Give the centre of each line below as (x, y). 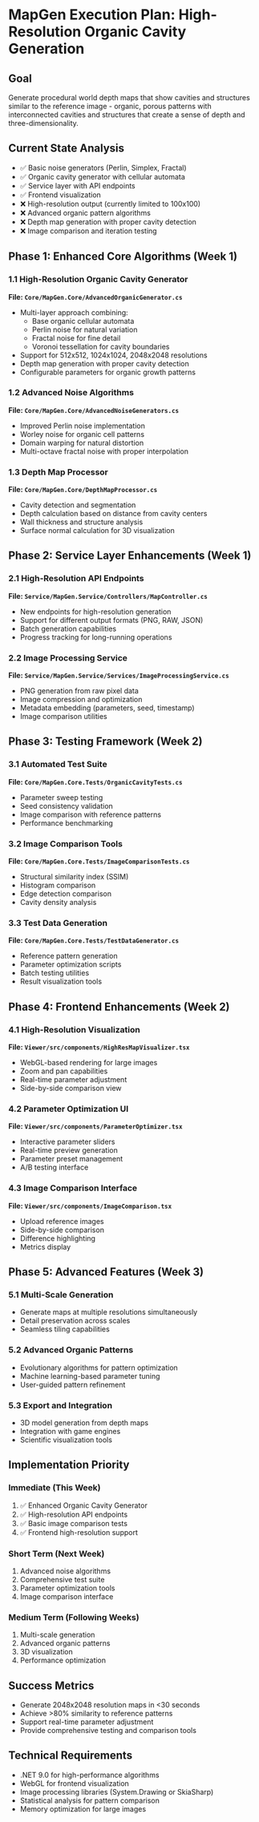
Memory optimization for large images (83, 1808)
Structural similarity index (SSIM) (74, 877)
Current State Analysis (67, 149)
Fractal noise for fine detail (76, 337)
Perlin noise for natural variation (85, 329)
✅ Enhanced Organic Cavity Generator (84, 1505)
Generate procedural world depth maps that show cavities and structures (129, 97)
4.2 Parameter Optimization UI (69, 1109)
